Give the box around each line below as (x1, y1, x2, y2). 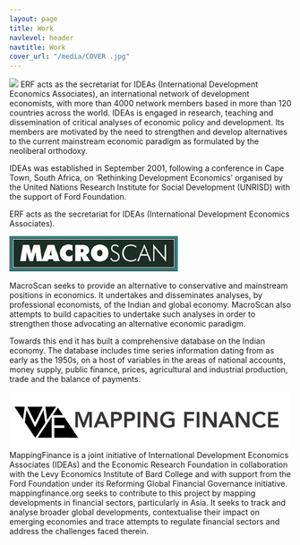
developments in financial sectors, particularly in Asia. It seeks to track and (9, 498, 287, 508)
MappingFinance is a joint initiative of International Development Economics (9, 450, 289, 461)
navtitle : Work (9, 43, 66, 52)
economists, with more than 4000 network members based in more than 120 (9, 98, 292, 109)
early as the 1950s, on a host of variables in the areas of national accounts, (9, 354, 287, 366)
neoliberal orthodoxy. (9, 146, 88, 157)
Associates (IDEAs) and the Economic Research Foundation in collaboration (9, 459, 288, 470)
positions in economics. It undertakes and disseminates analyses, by (9, 290, 262, 301)
